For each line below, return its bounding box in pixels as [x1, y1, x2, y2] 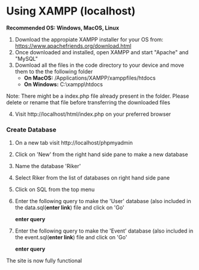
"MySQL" [14, 55, 38, 62]
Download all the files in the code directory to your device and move [14, 61, 185, 69]
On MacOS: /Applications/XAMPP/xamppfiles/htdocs [23, 74, 156, 81]
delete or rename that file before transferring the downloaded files [6, 98, 170, 106]
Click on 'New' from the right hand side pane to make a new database [14, 151, 188, 158]
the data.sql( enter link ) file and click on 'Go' [14, 204, 124, 212]
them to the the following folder [14, 67, 93, 75]
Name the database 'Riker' [14, 163, 81, 170]
